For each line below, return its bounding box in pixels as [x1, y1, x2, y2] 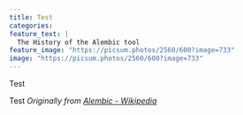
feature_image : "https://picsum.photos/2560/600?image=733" [9, 46, 236, 55]
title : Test [9, 12, 53, 22]
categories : [9, 21, 53, 30]
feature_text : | [9, 29, 69, 38]
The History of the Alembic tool [17, 37, 140, 47]
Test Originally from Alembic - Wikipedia [9, 96, 157, 106]
